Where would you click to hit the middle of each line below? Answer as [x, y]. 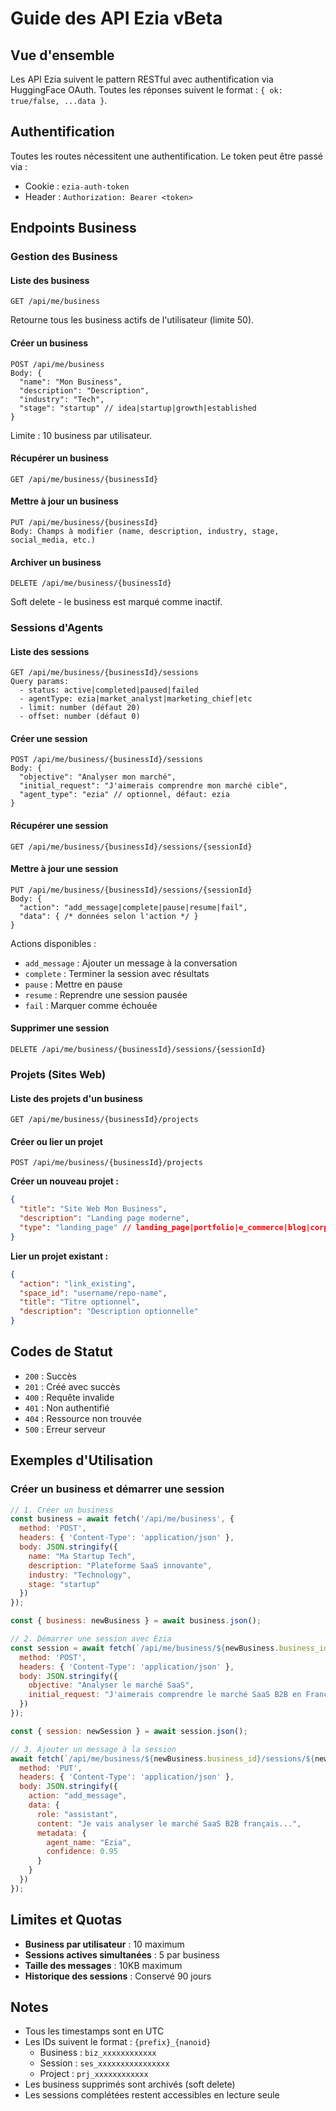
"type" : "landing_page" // [75, 1228]
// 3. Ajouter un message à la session [93, 1749]
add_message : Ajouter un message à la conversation [131, 963]
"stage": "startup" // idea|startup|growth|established [138, 408]
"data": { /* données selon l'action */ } [109, 916]
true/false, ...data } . [59, 100]
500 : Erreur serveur [65, 1429]
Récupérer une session [59, 826]
